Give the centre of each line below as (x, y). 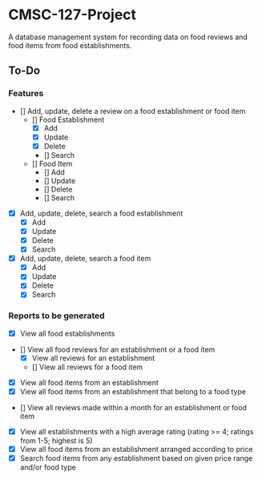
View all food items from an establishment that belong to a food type (133, 391)
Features (26, 94)
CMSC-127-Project (73, 15)
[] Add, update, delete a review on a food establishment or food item (133, 111)
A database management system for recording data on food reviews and (128, 37)
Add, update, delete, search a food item (85, 259)
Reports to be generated (57, 316)
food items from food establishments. (70, 45)
